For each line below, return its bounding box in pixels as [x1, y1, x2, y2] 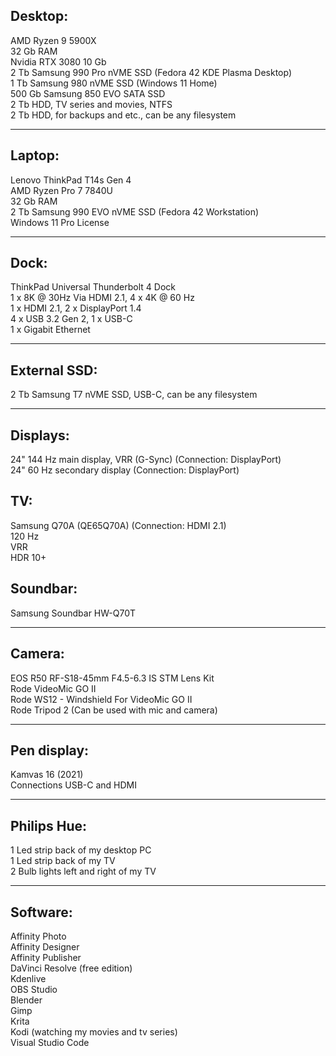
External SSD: [10, 362, 98, 379]
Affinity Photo [10, 930, 67, 942]
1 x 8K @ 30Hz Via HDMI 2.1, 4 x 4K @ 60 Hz [10, 292, 195, 304]
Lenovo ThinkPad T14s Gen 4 [10, 174, 132, 186]
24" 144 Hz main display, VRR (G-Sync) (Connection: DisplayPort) [10, 454, 282, 466]
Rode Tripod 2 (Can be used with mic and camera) [10, 704, 218, 716]
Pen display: [10, 742, 90, 759]
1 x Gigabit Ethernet [10, 324, 91, 336]
